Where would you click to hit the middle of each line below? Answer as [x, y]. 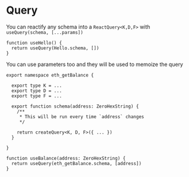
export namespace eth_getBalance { [50, 75]
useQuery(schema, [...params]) [45, 32]
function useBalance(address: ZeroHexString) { [66, 158]
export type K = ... [37, 86]
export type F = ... [37, 96]
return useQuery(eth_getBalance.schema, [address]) [77, 163]
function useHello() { [34, 43]
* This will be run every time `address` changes [82, 116]
